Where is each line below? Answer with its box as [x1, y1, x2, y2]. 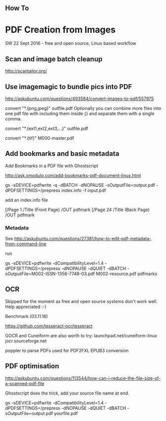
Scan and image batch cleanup [5, 55, 103, 63]
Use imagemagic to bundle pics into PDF [5, 82, 132, 91]
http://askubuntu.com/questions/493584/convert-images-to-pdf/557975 [5, 96, 154, 102]
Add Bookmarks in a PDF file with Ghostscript [5, 163, 98, 169]
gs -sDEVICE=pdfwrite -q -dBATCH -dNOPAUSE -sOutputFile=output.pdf [5, 182, 155, 188]
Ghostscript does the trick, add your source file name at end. [5, 390, 130, 396]
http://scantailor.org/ [5, 68, 47, 74]
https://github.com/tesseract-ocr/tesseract [5, 323, 93, 329]
